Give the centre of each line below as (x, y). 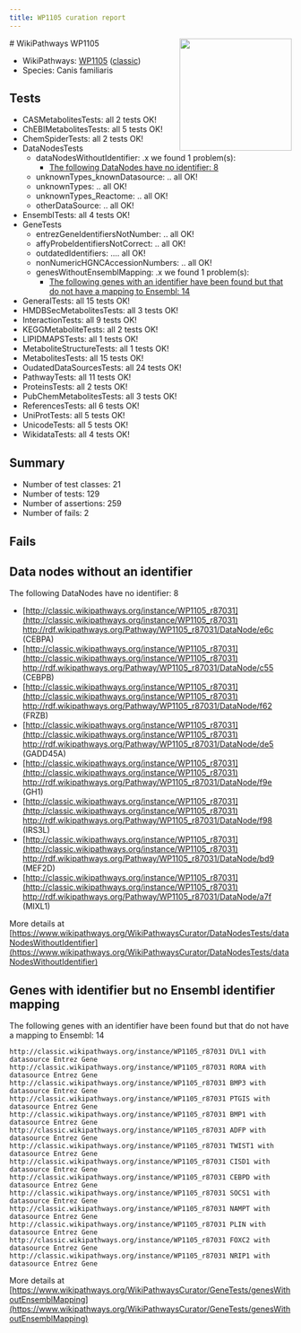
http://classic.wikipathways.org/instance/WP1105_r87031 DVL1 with (138, 1052)
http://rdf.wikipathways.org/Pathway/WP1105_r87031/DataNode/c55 (148, 668)
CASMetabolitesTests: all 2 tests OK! (89, 120)
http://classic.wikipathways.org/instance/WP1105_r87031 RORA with (138, 1068)
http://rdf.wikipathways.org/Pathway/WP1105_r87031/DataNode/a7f (146, 897)
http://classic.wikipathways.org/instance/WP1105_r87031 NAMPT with (140, 1209)
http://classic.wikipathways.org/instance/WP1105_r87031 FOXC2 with (140, 1241)
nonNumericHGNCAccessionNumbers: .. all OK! (124, 263)
